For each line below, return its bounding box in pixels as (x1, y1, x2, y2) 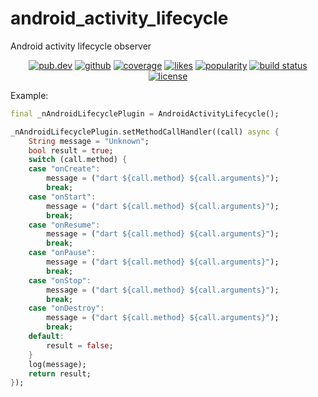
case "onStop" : (28, 275, 92, 286)
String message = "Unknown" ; (28, 136, 150, 146)
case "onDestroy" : (28, 303, 105, 314)
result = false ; (46, 340, 114, 351)
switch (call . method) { (28, 155, 128, 165)
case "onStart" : (28, 192, 97, 202)
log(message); (28, 359, 87, 369)
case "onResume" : (28, 220, 101, 230)
